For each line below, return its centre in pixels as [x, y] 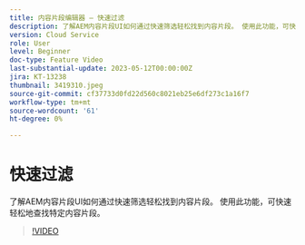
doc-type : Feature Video [56, 60]
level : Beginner [40, 52]
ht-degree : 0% [36, 119]
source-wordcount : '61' [54, 111]
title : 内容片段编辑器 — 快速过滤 [67, 18]
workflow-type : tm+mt [50, 102]
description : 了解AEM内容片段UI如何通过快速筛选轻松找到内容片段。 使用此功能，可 [149, 26]
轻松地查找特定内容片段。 [57, 213]
